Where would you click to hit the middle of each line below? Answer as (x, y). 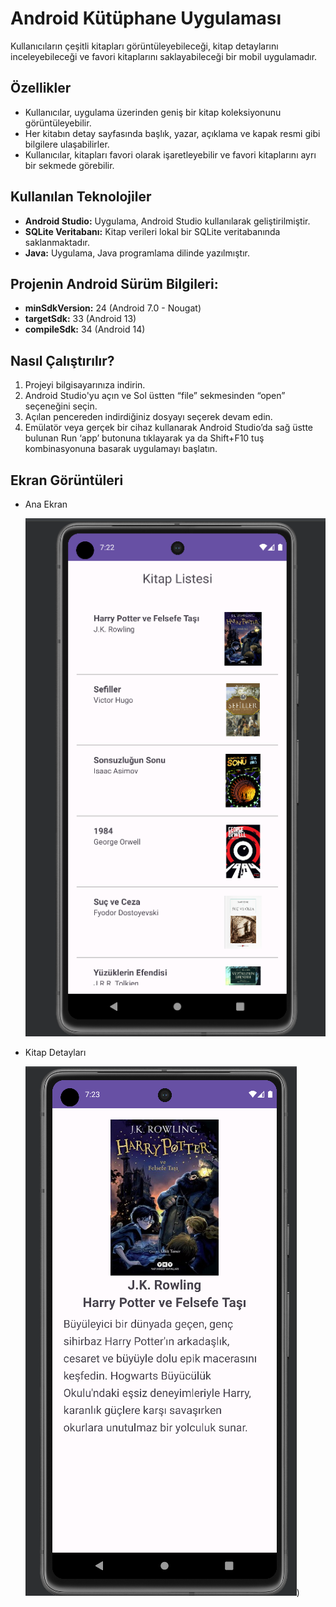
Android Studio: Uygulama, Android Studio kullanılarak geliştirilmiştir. (167, 221)
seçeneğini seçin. (61, 406)
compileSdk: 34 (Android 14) (85, 329)
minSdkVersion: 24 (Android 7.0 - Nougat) (113, 308)
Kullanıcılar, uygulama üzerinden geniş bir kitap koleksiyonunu (153, 112)
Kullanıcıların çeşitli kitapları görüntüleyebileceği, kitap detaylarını (144, 46)
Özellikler (41, 88)
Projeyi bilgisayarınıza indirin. (85, 385)
